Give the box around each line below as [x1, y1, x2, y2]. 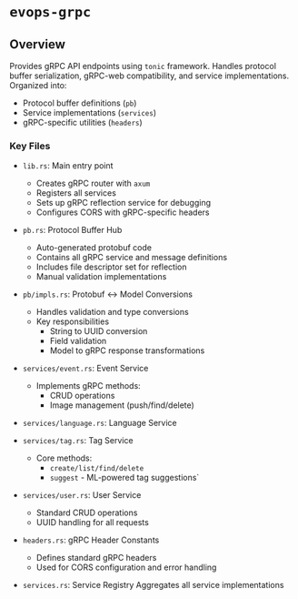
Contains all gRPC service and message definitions [35, 252, 228, 263]
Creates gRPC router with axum [35, 178, 151, 189]
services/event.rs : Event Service [22, 363, 149, 374]
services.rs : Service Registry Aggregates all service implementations [22, 580, 284, 591]
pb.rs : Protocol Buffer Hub [22, 225, 123, 236]
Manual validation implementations [35, 271, 167, 282]
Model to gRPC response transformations [49, 345, 205, 356]
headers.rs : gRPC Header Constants [22, 534, 160, 545]
